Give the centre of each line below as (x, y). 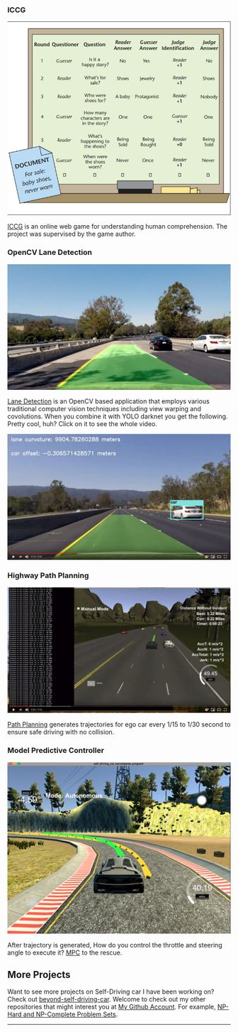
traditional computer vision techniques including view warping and (104, 409)
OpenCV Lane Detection (50, 252)
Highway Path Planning (48, 575)
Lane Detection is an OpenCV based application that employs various (109, 401)
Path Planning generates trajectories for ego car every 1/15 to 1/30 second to (119, 724)
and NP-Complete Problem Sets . (70, 1014)
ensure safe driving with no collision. (61, 732)
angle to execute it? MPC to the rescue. (65, 952)
